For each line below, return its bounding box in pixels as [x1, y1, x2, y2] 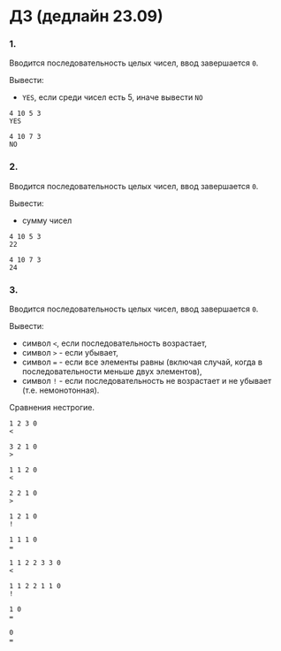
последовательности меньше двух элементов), [21, 366, 202, 377]
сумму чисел [21, 215, 72, 226]
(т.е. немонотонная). [21, 385, 100, 395]
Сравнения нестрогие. [9, 402, 95, 413]
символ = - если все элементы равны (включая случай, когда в [21, 356, 263, 368]
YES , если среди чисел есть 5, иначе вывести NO [21, 92, 203, 103]
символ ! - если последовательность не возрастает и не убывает [21, 376, 272, 387]
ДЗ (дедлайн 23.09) [9, 6, 163, 27]
